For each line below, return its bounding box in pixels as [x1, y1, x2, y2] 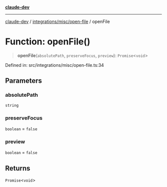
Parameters [5, 77, 42, 85]
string [5, 103, 19, 108]
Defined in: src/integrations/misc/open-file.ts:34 [5, 62, 104, 68]
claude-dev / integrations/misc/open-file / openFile [5, 18, 110, 24]
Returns [5, 164, 31, 173]
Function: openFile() [5, 36, 90, 47]
